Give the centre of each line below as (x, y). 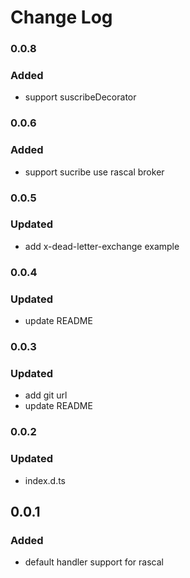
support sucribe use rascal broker (94, 172)
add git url (46, 395)
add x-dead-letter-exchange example (102, 246)
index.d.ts (45, 480)
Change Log (61, 17)
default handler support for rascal (94, 562)
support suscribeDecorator (80, 97)
